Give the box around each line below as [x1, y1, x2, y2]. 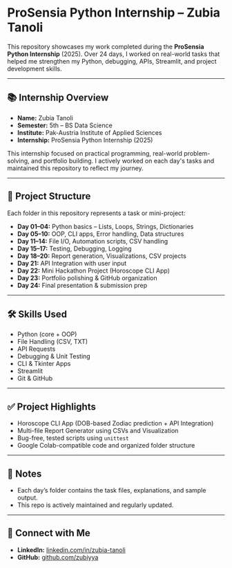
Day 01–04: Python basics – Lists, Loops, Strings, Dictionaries [17, 222, 194, 230]
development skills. [7, 64, 62, 73]
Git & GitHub [17, 374, 53, 383]
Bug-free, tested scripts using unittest [17, 434, 129, 442]
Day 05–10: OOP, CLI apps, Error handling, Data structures [17, 230, 184, 238]
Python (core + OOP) [17, 330, 77, 338]
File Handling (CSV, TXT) [17, 338, 88, 346]
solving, [7, 156, 30, 165]
